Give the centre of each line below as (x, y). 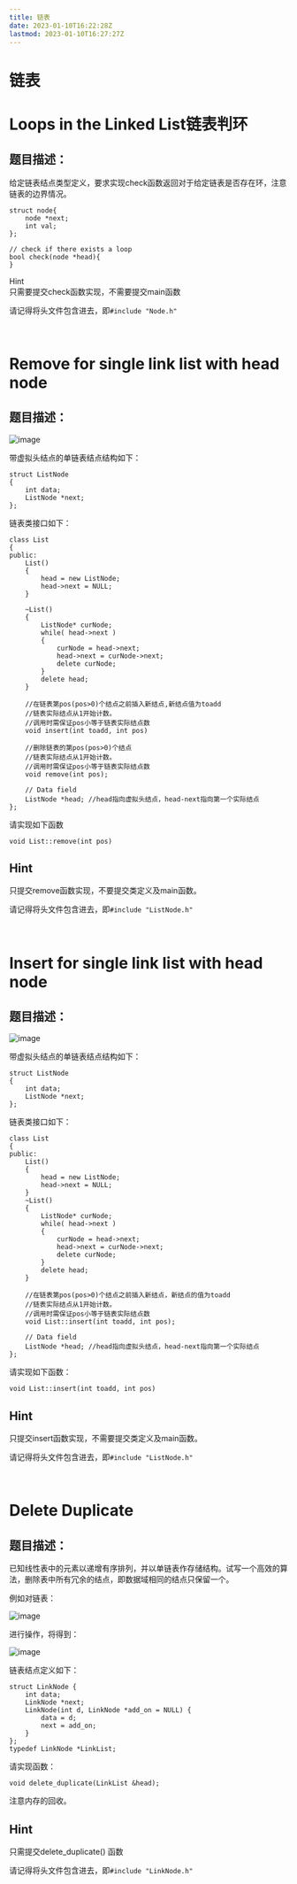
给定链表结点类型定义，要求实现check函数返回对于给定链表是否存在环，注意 (148, 182)
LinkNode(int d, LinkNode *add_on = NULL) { (108, 1710)
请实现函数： (32, 1766)
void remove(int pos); (67, 774)
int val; (41, 226)
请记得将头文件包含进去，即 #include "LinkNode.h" (101, 1870)
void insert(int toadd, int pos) (87, 730)
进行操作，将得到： (44, 1634)
